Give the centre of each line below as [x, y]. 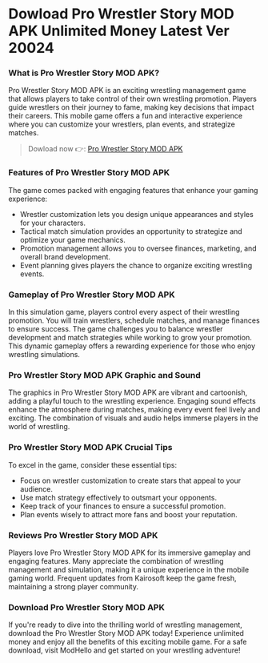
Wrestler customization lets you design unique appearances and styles [136, 214]
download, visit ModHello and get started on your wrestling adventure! [124, 650]
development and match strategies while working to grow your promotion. [130, 338]
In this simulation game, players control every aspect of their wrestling [124, 312]
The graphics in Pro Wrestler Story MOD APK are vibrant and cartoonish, [128, 392]
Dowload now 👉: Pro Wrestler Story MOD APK [105, 149]
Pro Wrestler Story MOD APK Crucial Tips [90, 448]
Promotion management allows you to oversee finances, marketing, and [138, 248]
